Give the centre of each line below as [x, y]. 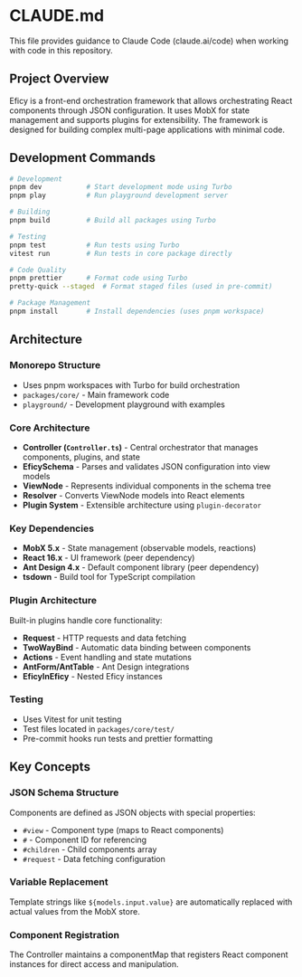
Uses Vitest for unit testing [72, 719]
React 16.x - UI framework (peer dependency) [109, 558]
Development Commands [83, 158]
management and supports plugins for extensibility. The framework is [139, 119]
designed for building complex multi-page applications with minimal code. [147, 129]
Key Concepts [50, 767]
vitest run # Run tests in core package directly [121, 253]
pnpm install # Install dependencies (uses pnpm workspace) [137, 312]
